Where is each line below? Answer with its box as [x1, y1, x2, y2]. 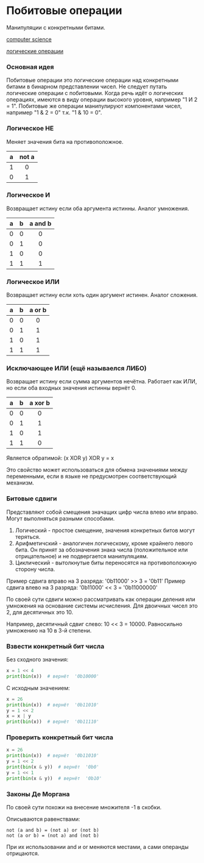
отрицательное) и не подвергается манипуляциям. [15, 552, 148, 559]
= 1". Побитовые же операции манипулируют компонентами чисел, [6, 102, 182, 110]
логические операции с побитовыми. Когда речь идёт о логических [6, 90, 184, 97]
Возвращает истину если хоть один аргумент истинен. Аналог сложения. [6, 291, 198, 299]
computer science [6, 35, 52, 43]
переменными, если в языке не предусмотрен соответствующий [6, 473, 177, 480]
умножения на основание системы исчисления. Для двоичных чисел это [6, 602, 198, 609]
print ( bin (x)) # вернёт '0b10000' [6, 673, 99, 680]
